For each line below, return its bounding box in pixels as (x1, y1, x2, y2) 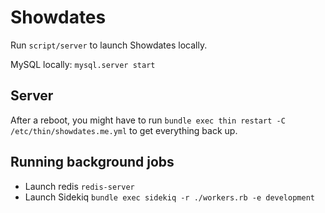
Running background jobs (10, 154, 175, 171)
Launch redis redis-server (24, 180, 135, 192)
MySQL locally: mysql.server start (10, 58, 156, 70)
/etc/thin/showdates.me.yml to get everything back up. (10, 124, 238, 136)
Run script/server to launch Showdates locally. (10, 39, 208, 51)
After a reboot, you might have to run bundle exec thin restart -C (10, 114, 286, 126)
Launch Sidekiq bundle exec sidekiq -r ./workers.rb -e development (24, 191, 315, 203)
